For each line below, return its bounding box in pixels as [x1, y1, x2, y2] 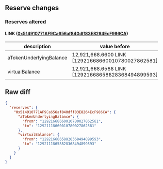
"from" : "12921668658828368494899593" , [22, 137, 103, 142]
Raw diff [5, 88, 31, 96]
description [23, 43, 51, 50]
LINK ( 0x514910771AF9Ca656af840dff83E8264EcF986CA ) [5, 30, 129, 36]
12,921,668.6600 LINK [72, 51, 126, 58]
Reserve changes [5, 4, 59, 12]
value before [99, 43, 130, 50]
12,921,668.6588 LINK [72, 65, 126, 72]
